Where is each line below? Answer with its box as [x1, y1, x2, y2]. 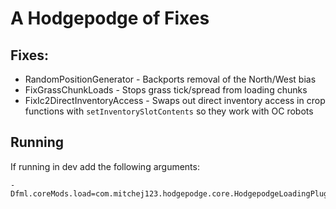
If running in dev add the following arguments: [10, 160, 200, 172]
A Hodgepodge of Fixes [10, 7, 210, 30]
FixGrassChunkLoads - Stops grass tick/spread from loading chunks [24, 84, 308, 96]
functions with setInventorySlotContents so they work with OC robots [24, 105, 314, 117]
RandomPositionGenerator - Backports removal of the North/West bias [24, 73, 317, 85]
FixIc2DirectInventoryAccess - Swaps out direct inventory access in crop [24, 95, 326, 106]
